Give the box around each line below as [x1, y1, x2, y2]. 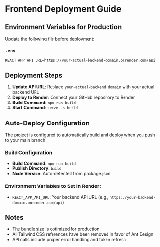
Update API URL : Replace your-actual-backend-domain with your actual [12, 84, 155, 90]
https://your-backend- [109, 195, 156, 200]
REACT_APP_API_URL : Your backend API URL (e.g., [12, 194, 109, 200]
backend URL [12, 89, 40, 95]
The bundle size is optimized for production [12, 226, 100, 232]
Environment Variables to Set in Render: [5, 183, 101, 190]
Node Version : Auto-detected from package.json [12, 171, 111, 177]
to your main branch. [5, 137, 47, 143]
